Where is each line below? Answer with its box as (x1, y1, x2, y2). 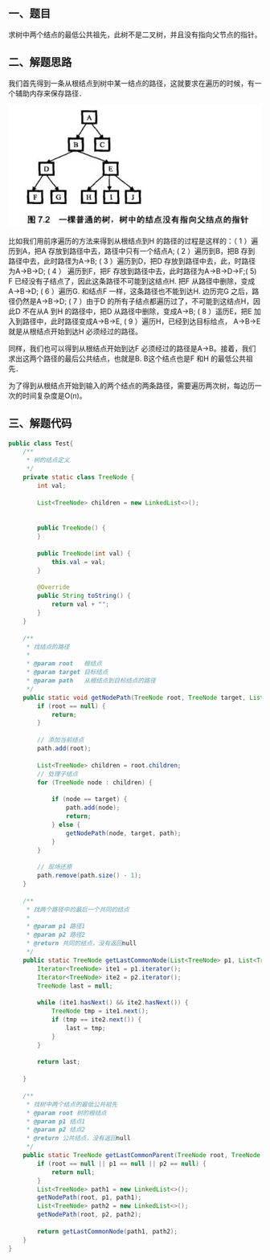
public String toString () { (37, 592, 131, 600)
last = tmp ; (65, 1024, 106, 1032)
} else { (51, 820, 81, 828)
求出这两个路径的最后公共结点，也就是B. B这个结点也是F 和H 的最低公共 (8, 354, 247, 363)
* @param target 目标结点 (26, 669, 108, 677)
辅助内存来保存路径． (14, 88, 86, 98)
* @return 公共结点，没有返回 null (26, 1135, 131, 1143)
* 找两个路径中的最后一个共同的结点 (26, 906, 130, 914)
